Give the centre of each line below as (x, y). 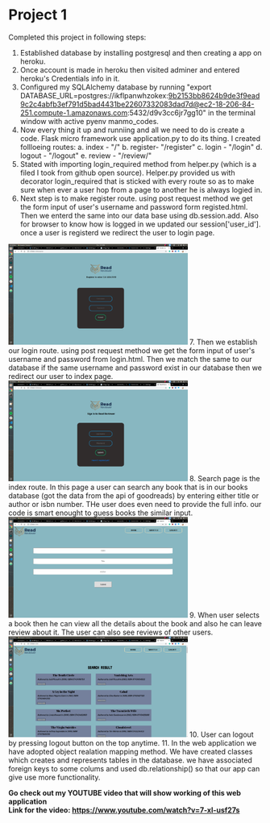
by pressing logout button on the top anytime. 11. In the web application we (133, 742)
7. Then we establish (223, 342)
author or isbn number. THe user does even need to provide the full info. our (135, 504)
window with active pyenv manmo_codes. (89, 121)
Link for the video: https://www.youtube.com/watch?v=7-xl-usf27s (124, 810)
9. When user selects (224, 615)
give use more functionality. (54, 777)
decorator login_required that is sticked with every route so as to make (137, 181)
